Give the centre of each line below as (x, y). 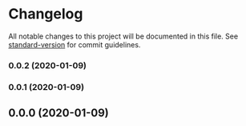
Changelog (46, 14)
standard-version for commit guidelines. (75, 44)
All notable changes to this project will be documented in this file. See (123, 36)
